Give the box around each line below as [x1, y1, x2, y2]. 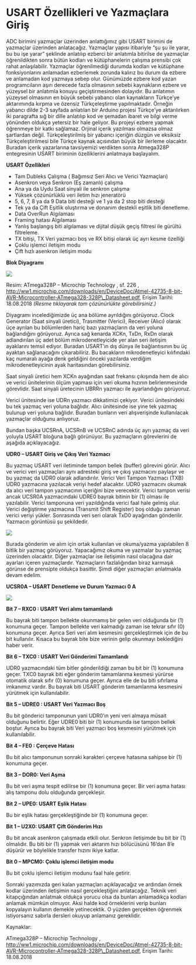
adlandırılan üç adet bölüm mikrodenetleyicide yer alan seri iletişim [6, 336, 167, 343]
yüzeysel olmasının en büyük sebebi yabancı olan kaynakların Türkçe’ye [6, 94, 180, 101]
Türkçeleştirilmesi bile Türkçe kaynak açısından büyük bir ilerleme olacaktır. [6, 137, 188, 144]
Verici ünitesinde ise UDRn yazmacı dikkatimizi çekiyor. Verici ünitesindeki [6, 396, 185, 403]
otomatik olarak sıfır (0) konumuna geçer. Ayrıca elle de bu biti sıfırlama [6, 677, 178, 684]
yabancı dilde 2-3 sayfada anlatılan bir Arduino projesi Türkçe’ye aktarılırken [6, 106, 190, 113]
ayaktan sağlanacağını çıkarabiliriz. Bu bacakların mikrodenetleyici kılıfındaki [6, 349, 190, 356]
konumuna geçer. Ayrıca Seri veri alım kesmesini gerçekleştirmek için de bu [6, 629, 188, 636]
